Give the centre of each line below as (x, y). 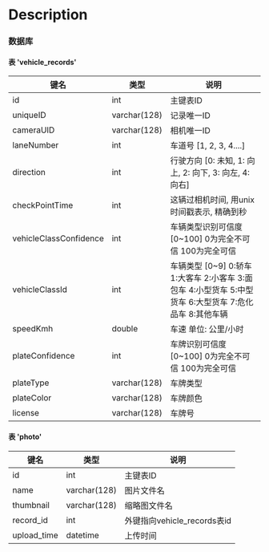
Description (48, 15)
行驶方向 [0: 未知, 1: (208, 160)
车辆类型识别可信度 (206, 227)
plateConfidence (44, 356)
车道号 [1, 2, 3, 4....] (208, 146)
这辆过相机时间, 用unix (212, 200)
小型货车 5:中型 (225, 290)
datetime (83, 535)
